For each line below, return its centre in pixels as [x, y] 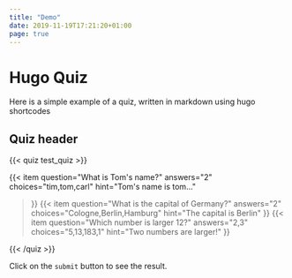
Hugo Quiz [49, 77]
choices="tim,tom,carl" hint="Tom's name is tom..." [103, 187]
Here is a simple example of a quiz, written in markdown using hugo [132, 101]
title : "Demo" [35, 17]
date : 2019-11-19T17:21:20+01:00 [71, 26]
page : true [29, 34]
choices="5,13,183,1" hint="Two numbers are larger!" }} [131, 232]
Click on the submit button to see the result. [88, 267]
